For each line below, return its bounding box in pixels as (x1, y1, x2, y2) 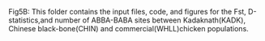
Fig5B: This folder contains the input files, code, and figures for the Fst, (8, 7, 247, 16)
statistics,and (8, 15, 53, 25)
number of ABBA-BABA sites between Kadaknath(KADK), (54, 15, 246, 25)
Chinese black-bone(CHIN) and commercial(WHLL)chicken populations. (8, 24, 249, 33)
